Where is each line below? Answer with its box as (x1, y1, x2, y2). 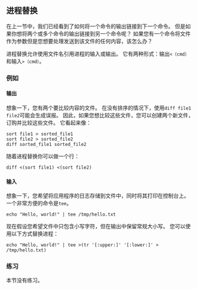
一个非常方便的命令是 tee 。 (6, 200, 72, 207)
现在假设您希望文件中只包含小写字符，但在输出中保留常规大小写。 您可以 (6, 223, 186, 230)
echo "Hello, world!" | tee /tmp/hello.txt (6, 212, 116, 217)
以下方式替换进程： (11, 230, 59, 237)
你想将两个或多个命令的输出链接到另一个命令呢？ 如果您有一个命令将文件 (11, 30, 191, 37)
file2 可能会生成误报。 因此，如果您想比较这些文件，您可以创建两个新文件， (6, 111, 194, 119)
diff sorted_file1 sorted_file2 (6, 141, 87, 147)
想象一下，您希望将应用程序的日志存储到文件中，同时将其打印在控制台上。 (6, 192, 189, 200)
